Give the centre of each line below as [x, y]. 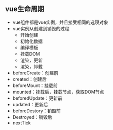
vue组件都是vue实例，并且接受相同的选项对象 [60, 22]
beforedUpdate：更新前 [37, 98]
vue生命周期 [25, 9]
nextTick [22, 122]
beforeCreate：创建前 [35, 73]
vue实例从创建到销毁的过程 [41, 28]
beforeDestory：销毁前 [36, 111]
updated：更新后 [30, 104]
